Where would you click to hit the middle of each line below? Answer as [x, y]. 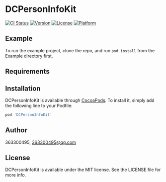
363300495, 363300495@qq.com [41, 142]
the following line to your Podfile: [39, 105]
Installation [23, 88]
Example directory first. [29, 56]
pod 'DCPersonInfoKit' [29, 115]
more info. [16, 175]
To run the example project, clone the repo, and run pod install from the [80, 50]
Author [16, 130]
